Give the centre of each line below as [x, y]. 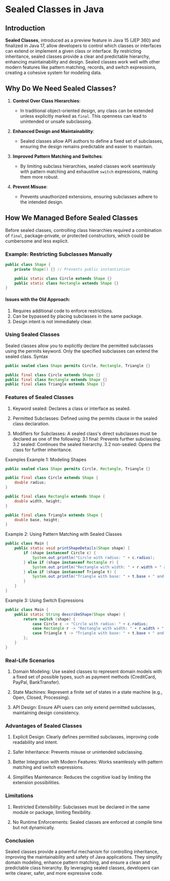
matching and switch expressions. [48, 767]
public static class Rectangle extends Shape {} [67, 283]
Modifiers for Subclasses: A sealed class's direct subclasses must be [85, 433]
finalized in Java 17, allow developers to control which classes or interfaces [83, 46]
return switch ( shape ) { [50, 619]
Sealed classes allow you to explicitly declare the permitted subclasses [79, 346]
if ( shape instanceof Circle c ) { [60, 553]
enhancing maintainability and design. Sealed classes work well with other [83, 62]
